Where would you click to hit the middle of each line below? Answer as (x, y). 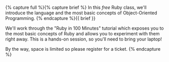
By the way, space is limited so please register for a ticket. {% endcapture (83, 49)
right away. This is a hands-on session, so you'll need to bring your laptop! (84, 39)
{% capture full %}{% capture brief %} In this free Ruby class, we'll (76, 7)
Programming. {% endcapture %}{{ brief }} (51, 18)
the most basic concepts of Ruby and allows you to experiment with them (82, 34)
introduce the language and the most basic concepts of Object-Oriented (81, 13)
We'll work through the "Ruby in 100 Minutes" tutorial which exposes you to (85, 28)
